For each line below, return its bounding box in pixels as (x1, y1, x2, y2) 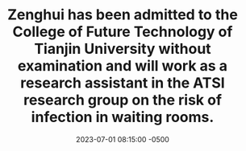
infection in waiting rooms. (31, 108, 215, 126)
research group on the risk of (23, 91, 223, 109)
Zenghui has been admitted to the (6, 6, 239, 24)
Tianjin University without (34, 40, 211, 58)
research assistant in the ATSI (20, 74, 225, 92)
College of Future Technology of (12, 22, 233, 41)
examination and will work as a (18, 57, 227, 75)
